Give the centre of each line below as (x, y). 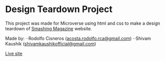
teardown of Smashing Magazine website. (49, 28)
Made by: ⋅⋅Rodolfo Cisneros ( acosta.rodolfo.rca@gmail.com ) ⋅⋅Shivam (78, 38)
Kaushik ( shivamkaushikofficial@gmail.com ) (51, 43)
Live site (14, 53)
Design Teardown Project (59, 9)
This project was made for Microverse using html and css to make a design (83, 23)
